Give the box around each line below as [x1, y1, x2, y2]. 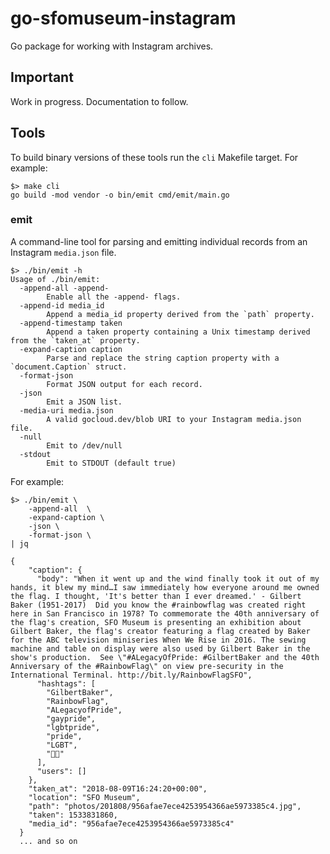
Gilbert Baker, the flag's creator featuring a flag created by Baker [10, 626, 311, 636]
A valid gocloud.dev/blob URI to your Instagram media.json [46, 414, 302, 424]
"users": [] [36, 766, 87, 776]
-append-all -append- [19, 283, 110, 293]
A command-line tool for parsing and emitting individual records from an [10, 235, 308, 247]
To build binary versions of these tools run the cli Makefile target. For [10, 151, 299, 163]
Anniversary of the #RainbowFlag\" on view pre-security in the [10, 661, 284, 671]
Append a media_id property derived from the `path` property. [46, 309, 315, 319]
